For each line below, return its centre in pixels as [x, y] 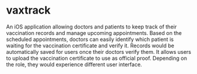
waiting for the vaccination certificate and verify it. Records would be [90, 46]
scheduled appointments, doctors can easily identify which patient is [90, 39]
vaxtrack [28, 10]
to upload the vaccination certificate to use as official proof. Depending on [97, 58]
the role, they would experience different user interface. [74, 64]
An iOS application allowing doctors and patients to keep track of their [91, 27]
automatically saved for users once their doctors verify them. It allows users [98, 52]
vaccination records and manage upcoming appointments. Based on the [94, 33]
